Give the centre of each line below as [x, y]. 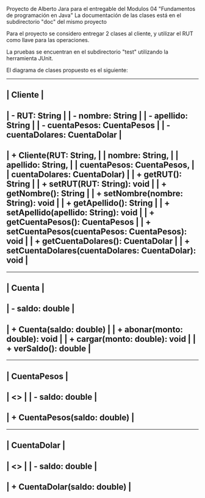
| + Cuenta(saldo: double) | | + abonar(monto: [95, 329]
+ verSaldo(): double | [49, 348]
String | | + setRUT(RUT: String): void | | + [87, 184]
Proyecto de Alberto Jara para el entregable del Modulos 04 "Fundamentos [101, 9]
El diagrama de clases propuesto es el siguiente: [67, 70]
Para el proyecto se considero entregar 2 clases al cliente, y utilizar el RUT [100, 34]
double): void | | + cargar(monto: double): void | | [101, 339]
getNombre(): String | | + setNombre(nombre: [95, 194]
